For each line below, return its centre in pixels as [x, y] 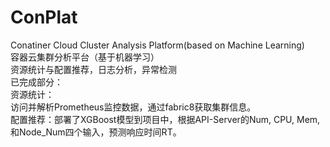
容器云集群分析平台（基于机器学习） [85, 57]
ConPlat [44, 17]
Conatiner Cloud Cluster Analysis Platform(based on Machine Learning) [157, 45]
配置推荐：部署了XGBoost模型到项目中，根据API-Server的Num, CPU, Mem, [165, 119]
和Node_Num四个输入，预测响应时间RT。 [96, 132]
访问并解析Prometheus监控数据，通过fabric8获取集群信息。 [133, 107]
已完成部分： [36, 82]
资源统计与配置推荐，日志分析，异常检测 [93, 69]
